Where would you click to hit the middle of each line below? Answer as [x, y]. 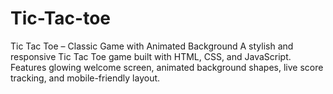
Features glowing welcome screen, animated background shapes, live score [167, 67]
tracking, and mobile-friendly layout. [85, 78]
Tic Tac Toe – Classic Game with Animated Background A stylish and [152, 46]
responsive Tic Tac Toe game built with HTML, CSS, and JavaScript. [151, 56]
